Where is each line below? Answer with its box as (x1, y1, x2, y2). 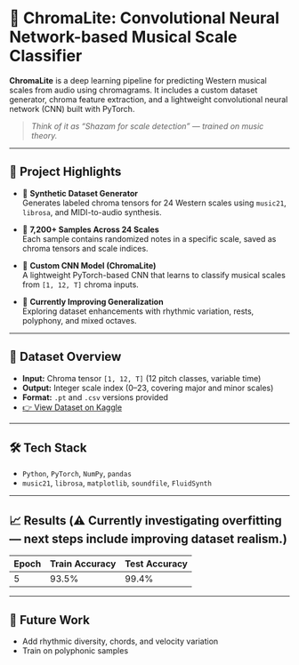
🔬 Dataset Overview (9, 349, 122, 365)
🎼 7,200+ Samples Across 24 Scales (21, 224, 160, 235)
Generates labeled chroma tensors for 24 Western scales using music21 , (21, 197, 287, 208)
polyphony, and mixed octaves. (21, 315, 137, 325)
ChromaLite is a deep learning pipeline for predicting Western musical (9, 75, 267, 85)
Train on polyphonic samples (21, 645, 129, 656)
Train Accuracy (50, 557, 117, 570)
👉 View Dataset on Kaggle (21, 402, 123, 413)
